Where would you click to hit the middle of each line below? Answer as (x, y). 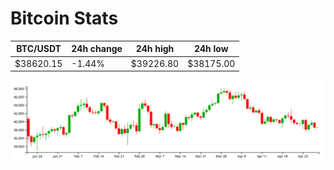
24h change (97, 49)
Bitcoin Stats (64, 18)
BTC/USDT (39, 49)
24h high (155, 49)
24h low (211, 49)
